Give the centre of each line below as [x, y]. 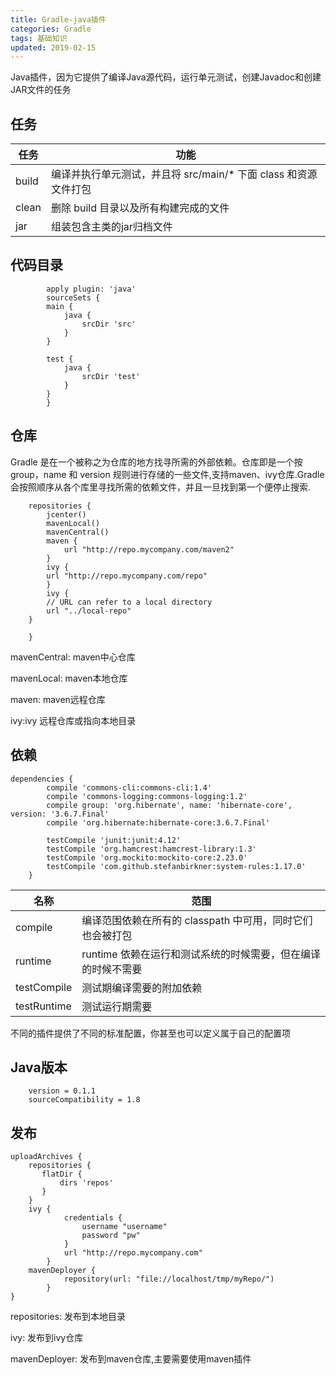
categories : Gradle [51, 29]
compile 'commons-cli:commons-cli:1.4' [129, 787]
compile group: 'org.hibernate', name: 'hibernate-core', [169, 805]
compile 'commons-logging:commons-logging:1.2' [147, 796]
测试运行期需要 [117, 1006]
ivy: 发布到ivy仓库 [47, 1338]
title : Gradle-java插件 [58, 19]
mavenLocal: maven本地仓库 [69, 678]
